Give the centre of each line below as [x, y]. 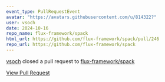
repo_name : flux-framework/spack [47, 34]
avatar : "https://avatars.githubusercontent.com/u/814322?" [82, 17]
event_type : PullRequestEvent [43, 12]
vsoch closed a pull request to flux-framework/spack [70, 61]
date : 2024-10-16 [27, 28]
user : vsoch [21, 22]
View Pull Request [28, 73]
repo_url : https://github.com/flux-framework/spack [71, 45]
